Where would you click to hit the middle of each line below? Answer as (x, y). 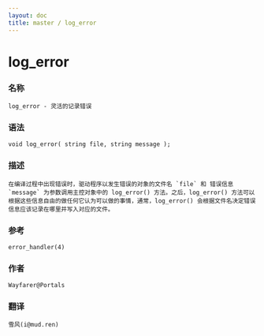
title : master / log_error (52, 23)
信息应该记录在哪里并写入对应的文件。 (61, 209)
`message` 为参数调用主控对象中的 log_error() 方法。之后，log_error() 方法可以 (132, 192)
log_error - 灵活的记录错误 (50, 106)
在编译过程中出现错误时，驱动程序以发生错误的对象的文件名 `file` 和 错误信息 (121, 184)
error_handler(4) (37, 247)
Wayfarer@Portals (37, 286)
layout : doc (28, 15)
